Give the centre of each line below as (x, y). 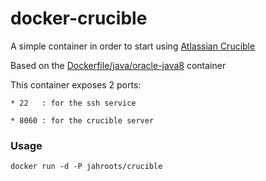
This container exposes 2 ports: (76, 84)
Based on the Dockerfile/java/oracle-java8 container (118, 65)
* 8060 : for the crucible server (82, 120)
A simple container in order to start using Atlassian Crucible (133, 46)
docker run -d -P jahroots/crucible (86, 167)
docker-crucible (79, 18)
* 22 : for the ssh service (73, 103)
